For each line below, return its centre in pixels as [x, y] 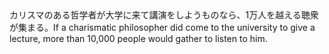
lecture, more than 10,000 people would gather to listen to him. [138, 38]
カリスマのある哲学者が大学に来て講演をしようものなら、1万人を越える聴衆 [164, 15]
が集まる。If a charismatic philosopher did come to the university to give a [162, 27]
